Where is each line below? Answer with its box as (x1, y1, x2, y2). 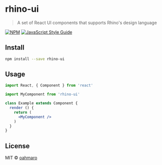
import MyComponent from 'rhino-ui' (5, 92, 80, 97)
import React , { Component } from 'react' (5, 83, 93, 88)
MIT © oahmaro (5, 155, 38, 161)
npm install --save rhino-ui (5, 56, 65, 61)
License (5, 141, 30, 150)
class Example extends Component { (5, 101, 78, 106)
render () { (9, 106, 34, 110)
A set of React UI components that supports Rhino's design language (17, 20, 157, 26)
